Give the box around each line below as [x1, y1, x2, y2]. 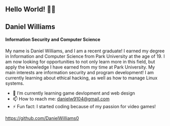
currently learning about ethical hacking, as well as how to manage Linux [5, 75, 158, 81]
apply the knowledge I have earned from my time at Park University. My [5, 64, 155, 70]
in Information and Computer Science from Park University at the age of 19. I [5, 53, 165, 59]
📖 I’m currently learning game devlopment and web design [12, 90, 135, 96]
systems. [5, 80, 24, 86]
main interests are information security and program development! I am [5, 69, 154, 75]
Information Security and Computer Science [5, 37, 100, 43]
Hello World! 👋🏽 [5, 5, 56, 14]
